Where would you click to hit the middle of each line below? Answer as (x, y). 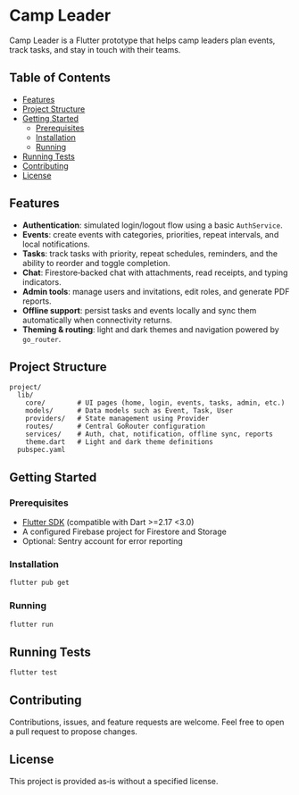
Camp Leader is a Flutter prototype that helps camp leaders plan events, (142, 40)
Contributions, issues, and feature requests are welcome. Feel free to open (147, 722)
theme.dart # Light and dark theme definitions (120, 442)
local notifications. (56, 244)
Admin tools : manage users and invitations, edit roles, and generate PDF (156, 291)
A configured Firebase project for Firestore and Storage (125, 531)
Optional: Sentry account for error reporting (102, 541)
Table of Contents (60, 78)
